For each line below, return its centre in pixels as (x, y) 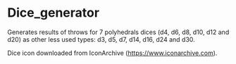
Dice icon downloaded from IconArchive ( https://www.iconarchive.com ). (112, 53)
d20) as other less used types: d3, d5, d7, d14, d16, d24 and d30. (101, 39)
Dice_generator (54, 13)
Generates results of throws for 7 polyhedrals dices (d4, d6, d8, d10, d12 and (118, 32)
